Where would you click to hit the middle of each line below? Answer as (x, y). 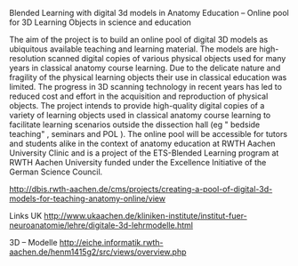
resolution (28, 58)
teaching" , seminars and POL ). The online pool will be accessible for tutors (148, 134)
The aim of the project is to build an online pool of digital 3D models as (139, 40)
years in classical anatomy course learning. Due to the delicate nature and (145, 68)
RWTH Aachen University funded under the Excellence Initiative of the (138, 162)
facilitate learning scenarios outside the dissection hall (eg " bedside (135, 125)
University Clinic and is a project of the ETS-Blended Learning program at (144, 153)
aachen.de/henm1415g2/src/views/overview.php (98, 252)
